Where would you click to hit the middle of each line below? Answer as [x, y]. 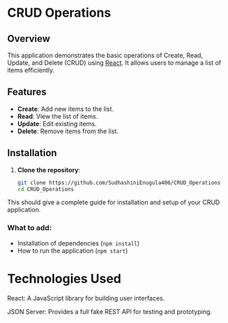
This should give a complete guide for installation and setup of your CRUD [114, 202]
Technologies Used [64, 279]
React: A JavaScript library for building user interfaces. [86, 298]
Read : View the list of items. [58, 116]
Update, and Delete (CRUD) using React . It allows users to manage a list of [114, 63]
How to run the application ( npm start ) [73, 250]
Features [27, 92]
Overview [29, 39]
